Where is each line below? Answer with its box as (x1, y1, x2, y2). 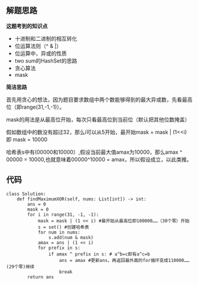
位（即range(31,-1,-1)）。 (6, 103, 65, 111)
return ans (27, 274, 54, 280)
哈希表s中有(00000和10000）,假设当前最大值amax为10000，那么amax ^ (6, 148, 183, 156)
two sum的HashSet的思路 (14, 57, 77, 64)
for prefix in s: (37, 245, 81, 251)
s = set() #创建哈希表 (37, 224, 90, 230)
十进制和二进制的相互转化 (14, 35, 77, 42)
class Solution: (6, 191, 46, 197)
